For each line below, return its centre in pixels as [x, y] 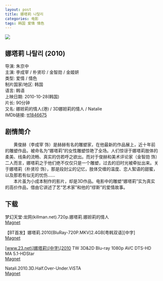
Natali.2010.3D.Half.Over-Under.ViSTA [43, 268]
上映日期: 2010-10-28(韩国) [32, 97]
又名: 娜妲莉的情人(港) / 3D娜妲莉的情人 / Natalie [54, 109]
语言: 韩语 [15, 90]
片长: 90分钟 [18, 103]
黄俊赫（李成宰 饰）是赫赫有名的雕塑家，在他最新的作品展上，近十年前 [84, 144]
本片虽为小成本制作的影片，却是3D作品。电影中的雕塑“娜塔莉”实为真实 [84, 181]
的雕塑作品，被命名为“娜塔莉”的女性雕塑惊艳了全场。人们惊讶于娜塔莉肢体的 [81, 151]
